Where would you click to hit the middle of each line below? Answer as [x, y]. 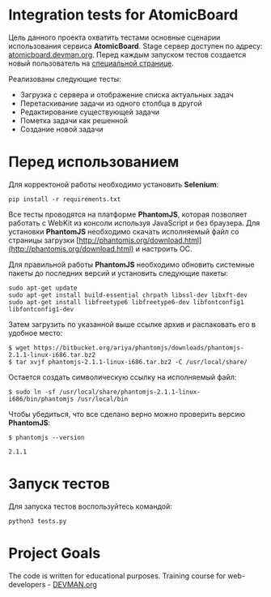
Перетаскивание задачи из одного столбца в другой [111, 103]
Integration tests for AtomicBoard [123, 15]
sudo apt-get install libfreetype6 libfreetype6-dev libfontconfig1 [126, 302]
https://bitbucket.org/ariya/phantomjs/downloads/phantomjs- [139, 348]
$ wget [19, 348]
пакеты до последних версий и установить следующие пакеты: [119, 273]
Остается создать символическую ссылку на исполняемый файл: [123, 377]
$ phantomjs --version [47, 437]
